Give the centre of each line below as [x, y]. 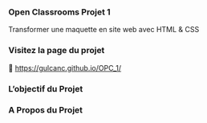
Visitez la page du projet [57, 51]
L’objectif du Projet [46, 88]
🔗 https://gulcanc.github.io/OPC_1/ [65, 68]
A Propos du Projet [45, 110]
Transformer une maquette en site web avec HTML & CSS [104, 30]
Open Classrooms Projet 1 [59, 12]
